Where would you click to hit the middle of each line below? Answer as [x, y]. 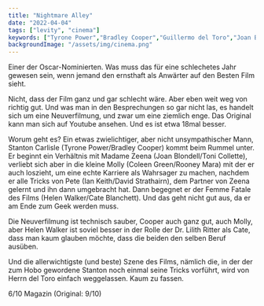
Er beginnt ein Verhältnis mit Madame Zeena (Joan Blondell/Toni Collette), [128, 156]
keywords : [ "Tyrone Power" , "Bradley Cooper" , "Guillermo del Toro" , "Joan [130, 37]
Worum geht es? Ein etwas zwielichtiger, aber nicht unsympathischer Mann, [131, 139]
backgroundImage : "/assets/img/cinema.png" [81, 45]
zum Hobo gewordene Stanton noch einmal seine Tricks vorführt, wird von [129, 270]
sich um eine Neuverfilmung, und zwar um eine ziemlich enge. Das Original [130, 116]
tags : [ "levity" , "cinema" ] [54, 30]
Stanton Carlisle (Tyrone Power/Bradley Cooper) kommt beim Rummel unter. [132, 148]
